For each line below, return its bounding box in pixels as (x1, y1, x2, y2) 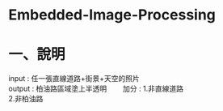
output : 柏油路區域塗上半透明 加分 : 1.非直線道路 (8, 83, 184, 94)
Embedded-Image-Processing (8, 6, 217, 24)
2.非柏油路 (8, 94, 44, 104)
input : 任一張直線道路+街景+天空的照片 (8, 74, 140, 83)
